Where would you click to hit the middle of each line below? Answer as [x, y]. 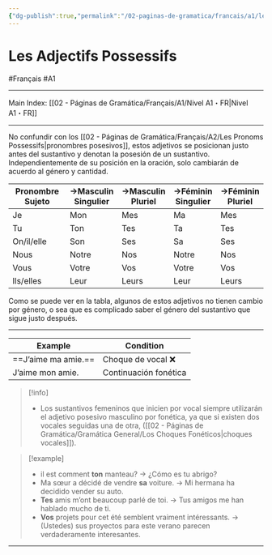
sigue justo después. [43, 318]
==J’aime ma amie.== [54, 359]
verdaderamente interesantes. [90, 534]
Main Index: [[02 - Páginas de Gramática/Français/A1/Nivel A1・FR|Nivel [128, 103]
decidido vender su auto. [82, 491]
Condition [144, 345]
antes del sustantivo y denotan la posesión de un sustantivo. [109, 154]
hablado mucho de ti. [76, 508]
